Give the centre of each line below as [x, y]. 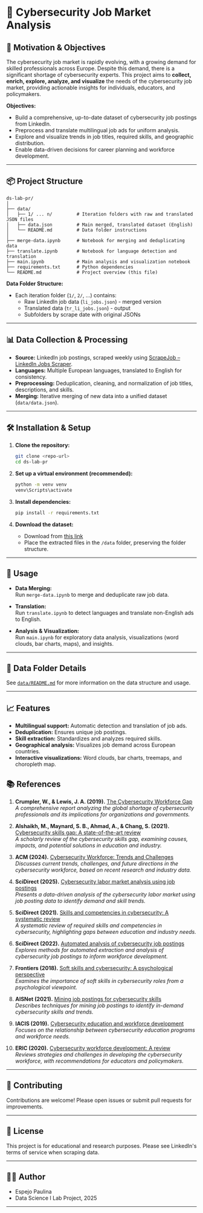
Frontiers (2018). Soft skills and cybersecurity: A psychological [94, 968]
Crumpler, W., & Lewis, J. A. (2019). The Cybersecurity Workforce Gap [104, 802]
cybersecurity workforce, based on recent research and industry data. [103, 870]
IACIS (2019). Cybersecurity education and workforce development [99, 1024]
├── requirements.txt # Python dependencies [70, 267]
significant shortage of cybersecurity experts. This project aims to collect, [99, 75]
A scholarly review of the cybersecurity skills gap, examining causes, [101, 839]
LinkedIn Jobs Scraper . [44, 364]
